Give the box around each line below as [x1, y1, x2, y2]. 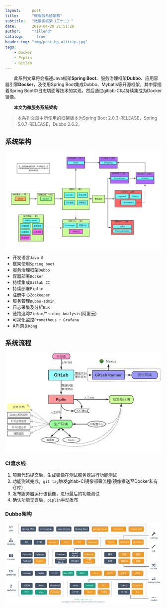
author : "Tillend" [5, 29, 52, 34]
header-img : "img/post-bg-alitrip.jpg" [5, 40, 88, 45]
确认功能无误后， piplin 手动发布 [12, 497, 79, 503]
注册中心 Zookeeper [12, 291, 51, 298]
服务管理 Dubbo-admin [12, 298, 55, 304]
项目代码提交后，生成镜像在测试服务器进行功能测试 [12, 472, 117, 478]
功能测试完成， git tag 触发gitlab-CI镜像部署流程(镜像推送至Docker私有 [12, 478, 158, 484]
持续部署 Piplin [12, 285, 44, 291]
